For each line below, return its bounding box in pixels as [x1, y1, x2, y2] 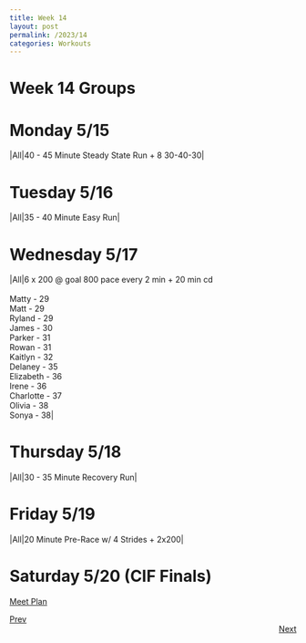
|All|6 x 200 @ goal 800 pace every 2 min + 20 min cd [9, 275, 214, 285]
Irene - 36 [9, 380, 47, 392]
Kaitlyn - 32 [9, 352, 54, 363]
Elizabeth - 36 [9, 371, 63, 382]
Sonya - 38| [9, 410, 55, 420]
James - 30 [9, 323, 53, 334]
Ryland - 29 [9, 313, 54, 324]
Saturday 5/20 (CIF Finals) [9, 566, 212, 586]
